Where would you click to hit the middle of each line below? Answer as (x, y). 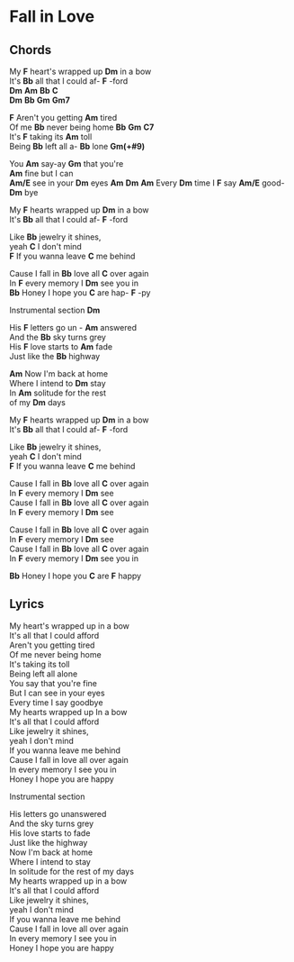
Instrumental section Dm (55, 310)
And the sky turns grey (52, 823)
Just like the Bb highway (55, 356)
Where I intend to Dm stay (58, 383)
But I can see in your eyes (57, 693)
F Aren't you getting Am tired (63, 118)
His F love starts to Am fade (61, 347)
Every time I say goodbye (56, 702)
